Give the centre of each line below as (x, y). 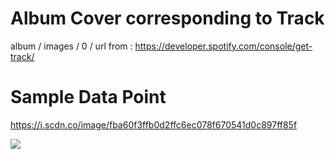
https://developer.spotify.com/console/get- (223, 46)
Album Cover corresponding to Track (167, 18)
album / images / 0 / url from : (71, 46)
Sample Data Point (88, 97)
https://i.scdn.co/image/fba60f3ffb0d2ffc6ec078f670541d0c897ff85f (154, 124)
